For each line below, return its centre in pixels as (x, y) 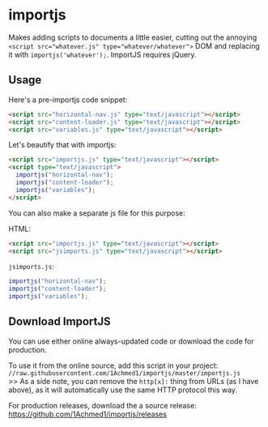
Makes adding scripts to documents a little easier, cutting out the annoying (133, 37)
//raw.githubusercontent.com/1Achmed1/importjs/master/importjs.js (125, 373)
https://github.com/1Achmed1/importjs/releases (88, 414)
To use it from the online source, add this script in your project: (113, 365)
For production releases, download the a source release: (102, 405)
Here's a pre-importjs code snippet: (68, 100)
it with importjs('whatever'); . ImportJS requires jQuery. (102, 54)
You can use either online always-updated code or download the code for (131, 341)
